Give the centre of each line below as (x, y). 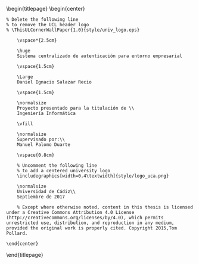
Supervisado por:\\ (41, 139)
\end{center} (22, 244)
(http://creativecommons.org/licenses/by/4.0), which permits (85, 218)
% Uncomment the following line (57, 166)
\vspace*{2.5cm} (37, 41)
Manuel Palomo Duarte (43, 145)
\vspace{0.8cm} (36, 155)
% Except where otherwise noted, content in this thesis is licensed (105, 207)
